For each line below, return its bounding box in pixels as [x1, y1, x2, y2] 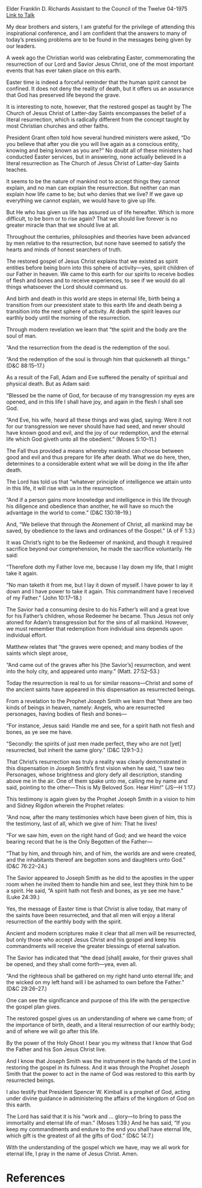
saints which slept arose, [6, 649, 68, 657]
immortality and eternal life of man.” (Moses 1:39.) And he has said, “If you [6, 1119, 191, 1126]
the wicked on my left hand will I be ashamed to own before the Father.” [6, 979, 185, 985]
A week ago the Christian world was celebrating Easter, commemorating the [6, 54, 195, 61]
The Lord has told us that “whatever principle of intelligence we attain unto [6, 478, 192, 485]
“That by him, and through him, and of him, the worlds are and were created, [6, 850, 197, 857]
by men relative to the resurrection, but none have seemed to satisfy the [6, 239, 186, 247]
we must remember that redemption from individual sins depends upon [6, 625, 183, 632]
